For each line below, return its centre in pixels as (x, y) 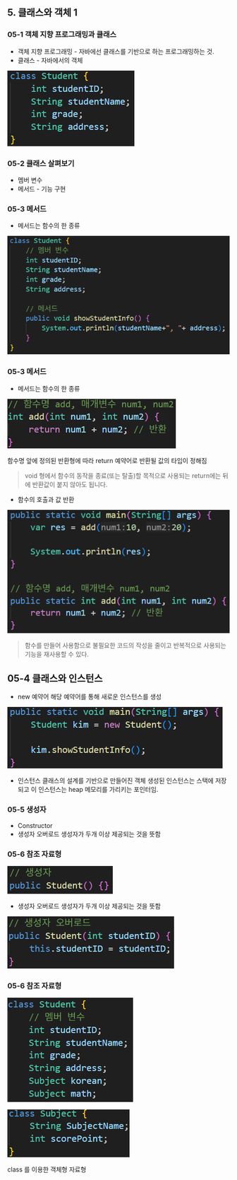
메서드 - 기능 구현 (42, 189)
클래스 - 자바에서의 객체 (50, 60)
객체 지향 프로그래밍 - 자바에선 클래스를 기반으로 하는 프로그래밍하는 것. (116, 51)
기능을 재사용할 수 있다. (57, 654)
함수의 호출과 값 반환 (46, 499)
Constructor (35, 825)
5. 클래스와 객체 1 (42, 13)
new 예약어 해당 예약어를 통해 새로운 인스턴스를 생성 (90, 697)
